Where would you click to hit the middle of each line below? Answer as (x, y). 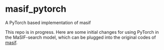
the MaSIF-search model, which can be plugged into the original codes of (81, 37)
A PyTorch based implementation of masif (48, 23)
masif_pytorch (36, 9)
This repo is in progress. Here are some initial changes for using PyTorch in (82, 32)
